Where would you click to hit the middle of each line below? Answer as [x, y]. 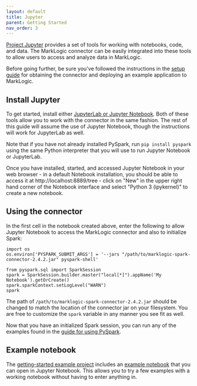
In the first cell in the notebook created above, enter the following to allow [95, 226]
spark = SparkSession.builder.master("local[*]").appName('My [84, 275]
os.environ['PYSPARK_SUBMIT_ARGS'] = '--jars [63, 254]
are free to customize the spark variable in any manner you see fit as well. [95, 314]
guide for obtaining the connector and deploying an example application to [96, 75]
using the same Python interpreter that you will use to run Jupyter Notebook [98, 150]
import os [18, 249]
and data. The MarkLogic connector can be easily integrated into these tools [99, 51]
